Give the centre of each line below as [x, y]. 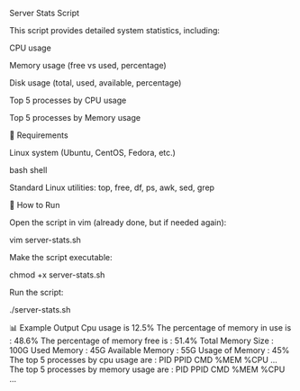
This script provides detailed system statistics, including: [115, 30]
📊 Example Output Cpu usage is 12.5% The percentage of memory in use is [150, 327]
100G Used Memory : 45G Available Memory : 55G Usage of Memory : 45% [150, 350]
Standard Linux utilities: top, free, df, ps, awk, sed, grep [112, 187]
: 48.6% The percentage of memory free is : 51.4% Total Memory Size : [142, 341]
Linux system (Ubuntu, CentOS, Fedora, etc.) [92, 153]
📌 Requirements [39, 135]
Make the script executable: [61, 257]
